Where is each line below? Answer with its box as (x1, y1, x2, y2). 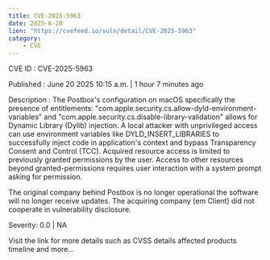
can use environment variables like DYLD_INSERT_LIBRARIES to (8, 130, 220, 139)
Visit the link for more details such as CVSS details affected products (8, 236, 237, 246)
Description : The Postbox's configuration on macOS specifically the (8, 95, 235, 105)
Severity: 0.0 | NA (8, 221, 67, 230)
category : (8, 34, 42, 43)
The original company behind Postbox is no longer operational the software (8, 188, 259, 197)
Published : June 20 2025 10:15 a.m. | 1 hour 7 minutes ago (8, 80, 204, 89)
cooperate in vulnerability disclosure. (8, 204, 131, 214)
